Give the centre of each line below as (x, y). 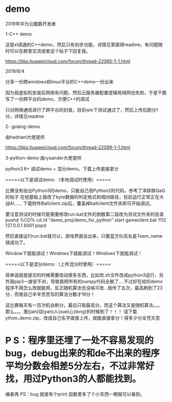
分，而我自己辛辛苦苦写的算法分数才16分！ (50, 294)
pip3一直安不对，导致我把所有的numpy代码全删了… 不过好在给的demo (88, 281)
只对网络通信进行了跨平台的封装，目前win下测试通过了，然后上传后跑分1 (82, 110)
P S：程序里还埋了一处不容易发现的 (80, 341)
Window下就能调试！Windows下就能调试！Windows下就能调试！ (74, 253)
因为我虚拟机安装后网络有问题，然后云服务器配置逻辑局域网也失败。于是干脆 (86, 92)
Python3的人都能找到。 (91, 379)
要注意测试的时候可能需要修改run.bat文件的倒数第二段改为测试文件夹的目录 (85, 214)
